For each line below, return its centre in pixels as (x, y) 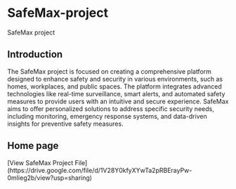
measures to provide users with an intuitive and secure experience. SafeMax (118, 101)
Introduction (35, 54)
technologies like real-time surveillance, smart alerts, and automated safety (116, 93)
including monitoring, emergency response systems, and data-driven (107, 116)
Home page (33, 146)
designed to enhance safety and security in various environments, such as (115, 79)
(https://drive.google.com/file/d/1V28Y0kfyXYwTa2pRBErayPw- (100, 170)
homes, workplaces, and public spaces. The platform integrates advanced (115, 86)
